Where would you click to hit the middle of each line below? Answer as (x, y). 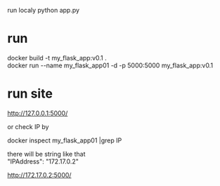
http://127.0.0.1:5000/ (38, 113)
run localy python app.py (43, 10)
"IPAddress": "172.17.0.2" (43, 161)
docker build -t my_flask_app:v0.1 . (57, 58)
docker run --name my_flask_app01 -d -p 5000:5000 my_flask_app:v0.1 (110, 65)
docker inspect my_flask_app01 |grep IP (65, 140)
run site (30, 94)
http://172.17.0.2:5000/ (39, 175)
